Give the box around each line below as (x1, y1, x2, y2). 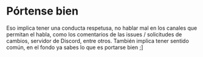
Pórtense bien (6, 4, 79, 18)
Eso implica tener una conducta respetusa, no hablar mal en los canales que (6, 24, 198, 32)
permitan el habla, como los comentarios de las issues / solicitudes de (6, 30, 182, 38)
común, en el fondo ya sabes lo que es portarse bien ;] (6, 44, 143, 51)
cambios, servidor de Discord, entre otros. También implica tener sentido (6, 37, 190, 44)
